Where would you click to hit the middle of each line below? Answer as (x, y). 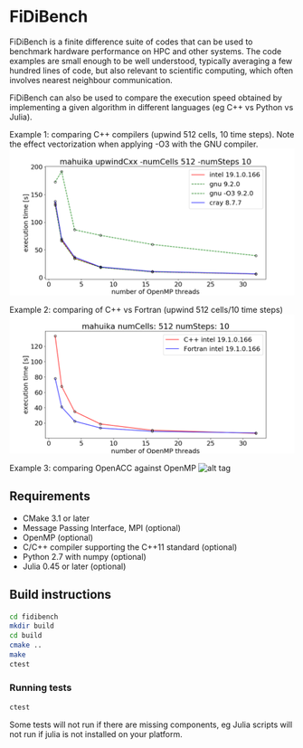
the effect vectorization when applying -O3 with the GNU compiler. (134, 144)
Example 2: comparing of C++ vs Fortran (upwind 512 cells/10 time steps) (146, 309)
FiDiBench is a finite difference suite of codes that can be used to (131, 42)
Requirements (50, 496)
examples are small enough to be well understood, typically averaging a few (151, 61)
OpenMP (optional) (57, 537)
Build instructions (60, 595)
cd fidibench (34, 617)
